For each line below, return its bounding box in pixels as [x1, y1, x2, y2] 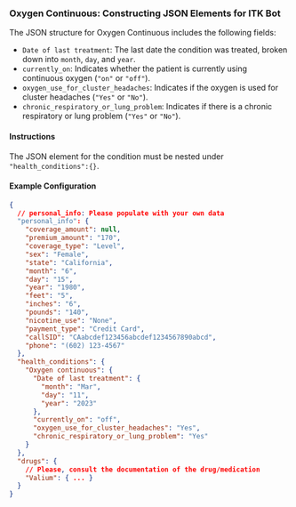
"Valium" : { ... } [25, 473, 93, 482]
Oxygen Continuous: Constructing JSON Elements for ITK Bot [9, 7, 282, 20]
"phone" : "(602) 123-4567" [25, 341, 125, 350]
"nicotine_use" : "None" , [25, 316, 117, 325]
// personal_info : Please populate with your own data [17, 208, 225, 218]
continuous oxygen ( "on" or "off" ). [21, 73, 151, 84]
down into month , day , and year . [21, 54, 136, 65]
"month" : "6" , [25, 266, 77, 276]
